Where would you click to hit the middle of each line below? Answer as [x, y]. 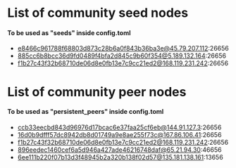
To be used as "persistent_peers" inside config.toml [86, 112]
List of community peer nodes [97, 92]
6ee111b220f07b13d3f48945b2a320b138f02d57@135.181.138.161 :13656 [120, 157]
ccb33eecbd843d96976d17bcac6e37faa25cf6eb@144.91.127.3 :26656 [119, 127]
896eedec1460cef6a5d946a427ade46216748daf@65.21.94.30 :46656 [119, 150]
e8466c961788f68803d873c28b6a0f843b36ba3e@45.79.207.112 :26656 [123, 49]
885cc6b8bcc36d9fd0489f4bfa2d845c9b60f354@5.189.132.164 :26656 [122, 56]
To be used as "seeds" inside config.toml [69, 32]
